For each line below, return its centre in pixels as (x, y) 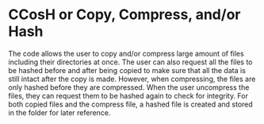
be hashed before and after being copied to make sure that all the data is (127, 70)
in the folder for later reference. (59, 112)
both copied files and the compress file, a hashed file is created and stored (131, 104)
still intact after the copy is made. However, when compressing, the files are (132, 79)
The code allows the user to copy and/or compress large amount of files (126, 53)
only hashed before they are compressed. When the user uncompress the (129, 87)
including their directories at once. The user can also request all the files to (130, 62)
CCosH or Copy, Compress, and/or (124, 15)
